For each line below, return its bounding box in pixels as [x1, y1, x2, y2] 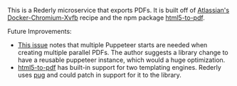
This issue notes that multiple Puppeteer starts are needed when [17, 41, 208, 49]
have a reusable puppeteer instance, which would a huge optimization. [17, 56, 226, 64]
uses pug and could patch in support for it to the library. [17, 70, 181, 79]
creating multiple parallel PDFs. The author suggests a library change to [17, 49, 229, 56]
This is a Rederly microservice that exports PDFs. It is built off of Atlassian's [7, 6, 230, 14]
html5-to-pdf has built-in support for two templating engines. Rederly [17, 63, 222, 71]
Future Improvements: [7, 27, 73, 35]
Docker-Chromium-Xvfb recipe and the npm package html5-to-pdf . [7, 13, 205, 22]
